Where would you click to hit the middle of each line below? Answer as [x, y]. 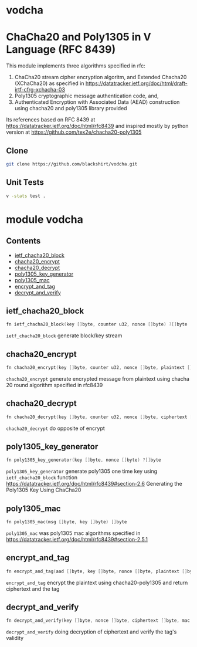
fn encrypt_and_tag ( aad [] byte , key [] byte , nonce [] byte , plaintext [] [97, 571]
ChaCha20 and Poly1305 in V [79, 37]
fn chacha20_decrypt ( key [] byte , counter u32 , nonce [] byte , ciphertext [97, 417]
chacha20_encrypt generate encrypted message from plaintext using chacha [98, 378]
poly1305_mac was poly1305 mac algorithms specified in [73, 533]
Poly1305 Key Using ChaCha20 [44, 490]
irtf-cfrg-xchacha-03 [40, 90]
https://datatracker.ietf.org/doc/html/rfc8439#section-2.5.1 [77, 539]
